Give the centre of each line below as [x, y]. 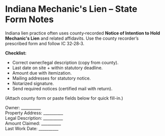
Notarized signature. [33, 83]
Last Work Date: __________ [32, 128]
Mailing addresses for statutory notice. [51, 78]
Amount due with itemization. [42, 73]
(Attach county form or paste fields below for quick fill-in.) [64, 98]
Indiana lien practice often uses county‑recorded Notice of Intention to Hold [82, 33]
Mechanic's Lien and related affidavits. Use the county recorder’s [72, 38]
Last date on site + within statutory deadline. [57, 68]
